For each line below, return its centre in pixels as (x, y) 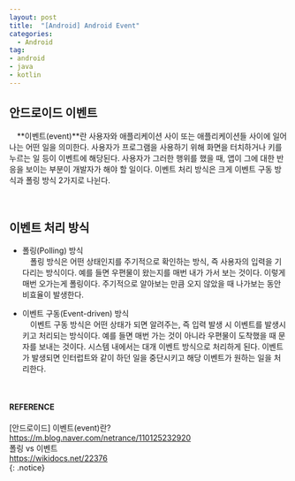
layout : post (33, 17)
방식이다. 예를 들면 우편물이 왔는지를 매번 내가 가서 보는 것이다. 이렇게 (166, 273)
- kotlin (25, 75)
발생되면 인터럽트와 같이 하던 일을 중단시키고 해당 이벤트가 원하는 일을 (151, 358)
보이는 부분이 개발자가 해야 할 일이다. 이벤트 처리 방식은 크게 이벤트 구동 (149, 169)
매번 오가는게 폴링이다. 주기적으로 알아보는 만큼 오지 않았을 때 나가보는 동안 (151, 284)
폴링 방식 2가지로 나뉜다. (68, 180)
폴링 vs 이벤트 (34, 448)
